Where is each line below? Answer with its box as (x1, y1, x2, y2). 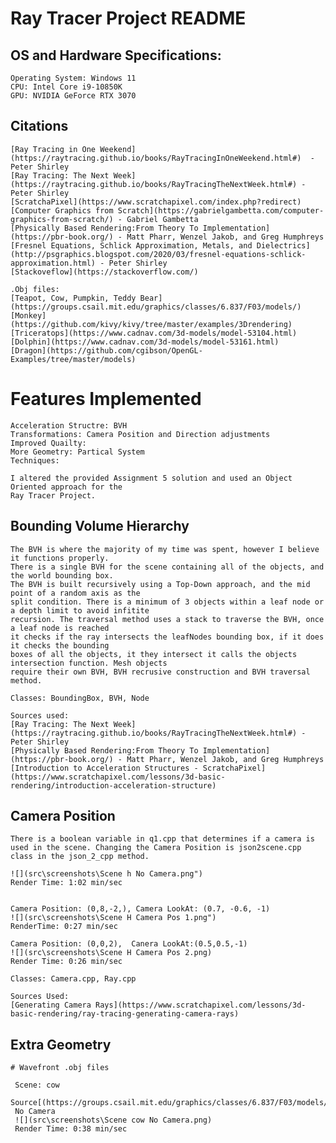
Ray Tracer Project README (10, 7, 247, 30)
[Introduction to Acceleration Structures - (10, 763, 199, 773)
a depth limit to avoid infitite (10, 605, 150, 616)
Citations (10, 118, 69, 135)
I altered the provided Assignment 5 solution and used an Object (10, 473, 293, 483)
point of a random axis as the (10, 588, 141, 598)
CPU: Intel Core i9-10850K (10, 82, 123, 92)
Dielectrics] (256, 240, 311, 251)
